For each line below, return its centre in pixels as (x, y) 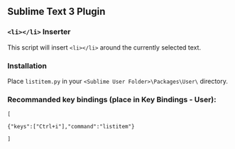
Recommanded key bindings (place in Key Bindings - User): (112, 99)
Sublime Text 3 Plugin (56, 12)
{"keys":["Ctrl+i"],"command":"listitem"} (71, 127)
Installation (27, 65)
